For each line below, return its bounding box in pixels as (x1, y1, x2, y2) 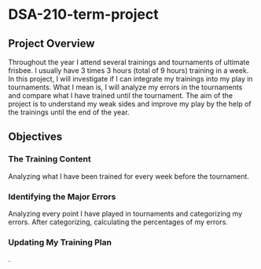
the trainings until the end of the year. (8, 107, 130, 117)
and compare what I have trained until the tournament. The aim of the (8, 91, 233, 100)
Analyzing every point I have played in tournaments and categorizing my (8, 209, 243, 218)
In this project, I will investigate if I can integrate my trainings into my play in (8, 75, 253, 83)
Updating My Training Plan (8, 237, 112, 248)
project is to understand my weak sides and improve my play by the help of (8, 100, 252, 108)
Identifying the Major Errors (8, 191, 116, 202)
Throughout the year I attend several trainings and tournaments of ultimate (8, 57, 250, 67)
